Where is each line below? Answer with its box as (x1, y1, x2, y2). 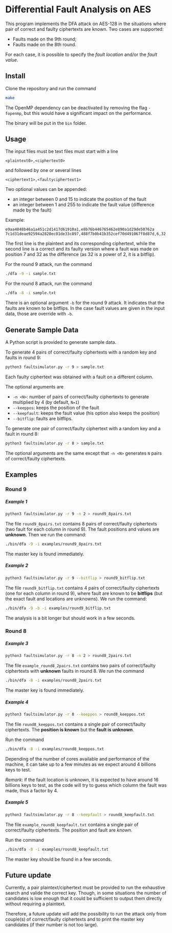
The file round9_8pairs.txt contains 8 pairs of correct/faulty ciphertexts (5, 520, 157, 527)
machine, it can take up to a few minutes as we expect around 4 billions (5, 761, 156, 767)
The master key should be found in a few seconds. (5, 856, 112, 862)
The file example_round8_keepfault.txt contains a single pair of (5, 821, 139, 827)
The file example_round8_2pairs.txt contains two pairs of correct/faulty (5, 663, 156, 669)
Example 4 (5, 699, 29, 705)
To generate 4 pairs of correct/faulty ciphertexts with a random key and (5, 349, 157, 355)
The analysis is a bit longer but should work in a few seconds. (5, 615, 136, 621)
